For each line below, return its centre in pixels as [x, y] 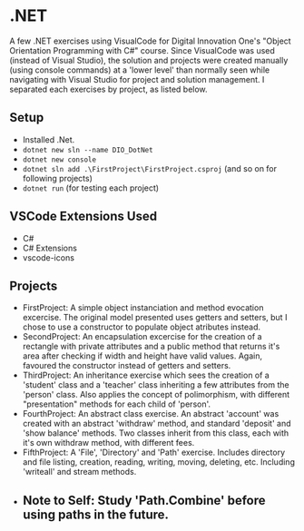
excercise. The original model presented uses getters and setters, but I [155, 318]
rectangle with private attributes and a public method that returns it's [151, 347]
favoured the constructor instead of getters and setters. [127, 366]
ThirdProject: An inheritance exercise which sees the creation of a [146, 375]
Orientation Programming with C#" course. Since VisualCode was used [142, 50]
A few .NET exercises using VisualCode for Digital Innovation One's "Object [151, 41]
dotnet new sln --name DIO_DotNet [88, 150]
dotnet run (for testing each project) [91, 188]
